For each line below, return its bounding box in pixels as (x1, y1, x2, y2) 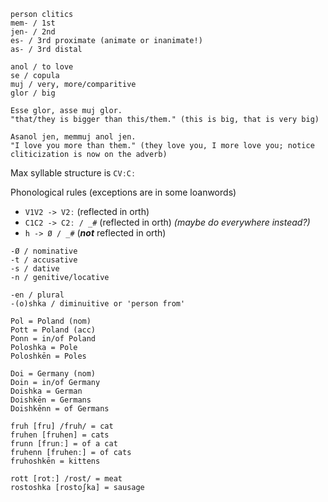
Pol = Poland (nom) (10, 316, 92, 326)
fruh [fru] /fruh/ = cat (10, 421, 114, 431)
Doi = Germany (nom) (10, 369, 97, 379)
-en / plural (10, 290, 65, 300)
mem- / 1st (10, 18, 56, 28)
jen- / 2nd (10, 27, 56, 37)
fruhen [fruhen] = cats (10, 430, 110, 440)
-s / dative (10, 264, 60, 274)
